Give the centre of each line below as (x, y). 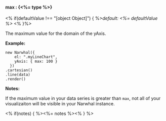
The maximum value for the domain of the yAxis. (56, 33)
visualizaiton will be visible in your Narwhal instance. (60, 104)
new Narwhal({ (20, 53)
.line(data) (18, 75)
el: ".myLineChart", (36, 57)
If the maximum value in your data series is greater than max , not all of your (83, 98)
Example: (15, 44)
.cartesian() (19, 70)
